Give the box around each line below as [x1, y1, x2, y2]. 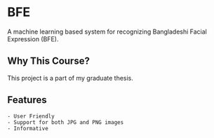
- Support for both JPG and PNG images [7, 118, 124, 126]
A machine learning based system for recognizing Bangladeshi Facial [7, 27, 207, 36]
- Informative [7, 125, 49, 132]
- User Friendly [7, 113, 55, 120]
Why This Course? [7, 55, 90, 67]
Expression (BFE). [7, 34, 59, 43]
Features [7, 94, 47, 106]
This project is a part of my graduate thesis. [7, 74, 133, 82]
